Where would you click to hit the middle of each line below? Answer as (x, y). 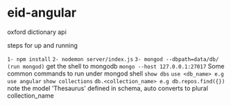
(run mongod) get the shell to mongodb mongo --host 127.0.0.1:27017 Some (116, 66)
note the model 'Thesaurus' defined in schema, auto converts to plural (108, 88)
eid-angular (42, 13)
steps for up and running (43, 45)
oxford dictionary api (37, 32)
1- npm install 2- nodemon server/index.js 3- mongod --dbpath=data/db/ (113, 59)
